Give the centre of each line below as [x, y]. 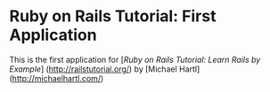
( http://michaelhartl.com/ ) [57, 78]
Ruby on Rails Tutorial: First [113, 16]
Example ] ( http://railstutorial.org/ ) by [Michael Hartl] [105, 69]
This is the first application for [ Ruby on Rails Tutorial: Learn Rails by [135, 59]
